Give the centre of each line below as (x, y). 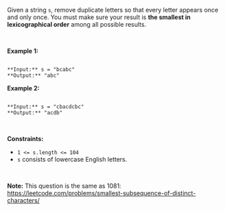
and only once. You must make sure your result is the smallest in (99, 17)
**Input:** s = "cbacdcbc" (46, 107)
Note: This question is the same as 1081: (64, 186)
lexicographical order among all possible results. (77, 24)
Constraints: (25, 139)
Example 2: (23, 88)
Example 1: (23, 51)
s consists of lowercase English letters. (72, 159)
